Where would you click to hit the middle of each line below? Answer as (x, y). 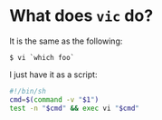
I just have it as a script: (53, 75)
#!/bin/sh (28, 91)
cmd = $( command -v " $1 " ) (54, 100)
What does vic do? (81, 16)
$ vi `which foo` (42, 57)
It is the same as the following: (66, 41)
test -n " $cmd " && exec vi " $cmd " (75, 108)
